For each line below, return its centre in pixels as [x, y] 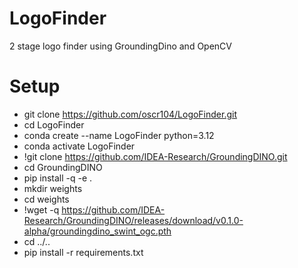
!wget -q [41, 209]
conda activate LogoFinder [79, 146]
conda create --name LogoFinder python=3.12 [119, 135]
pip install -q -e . [58, 178]
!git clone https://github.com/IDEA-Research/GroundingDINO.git [155, 156]
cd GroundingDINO [63, 167]
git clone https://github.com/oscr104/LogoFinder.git [130, 114]
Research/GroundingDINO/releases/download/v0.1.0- [133, 220]
